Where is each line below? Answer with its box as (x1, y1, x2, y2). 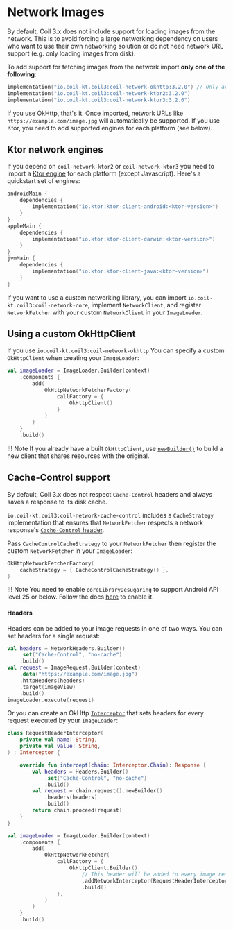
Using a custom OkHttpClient (7, 327, 136, 340)
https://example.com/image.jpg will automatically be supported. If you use (7, 116, 221, 125)
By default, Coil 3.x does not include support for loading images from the (7, 27, 216, 35)
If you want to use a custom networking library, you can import (7, 293, 187, 302)
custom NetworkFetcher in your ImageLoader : (7, 546, 133, 555)
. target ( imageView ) (19, 683, 76, 690)
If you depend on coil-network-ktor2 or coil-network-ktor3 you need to (7, 162, 215, 171)
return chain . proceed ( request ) (32, 807, 123, 814)
